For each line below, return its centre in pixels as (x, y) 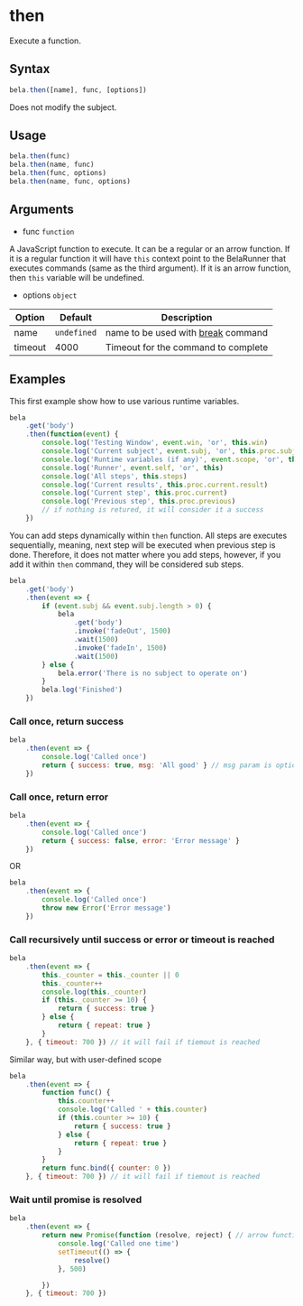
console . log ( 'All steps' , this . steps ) (115, 476)
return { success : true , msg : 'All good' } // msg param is (157, 765)
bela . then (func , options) (58, 173)
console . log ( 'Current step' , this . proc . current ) (135, 493)
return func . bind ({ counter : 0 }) (106, 1168)
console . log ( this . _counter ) (94, 992)
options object (50, 295)
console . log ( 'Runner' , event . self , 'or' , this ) (133, 468)
